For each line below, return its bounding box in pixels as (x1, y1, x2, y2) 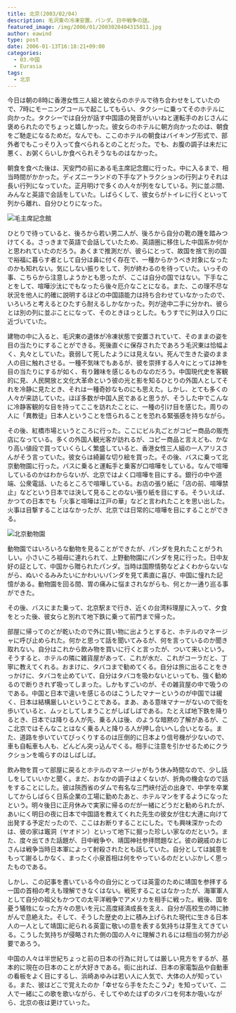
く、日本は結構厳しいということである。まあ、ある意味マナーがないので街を (7, 698, 229, 706)
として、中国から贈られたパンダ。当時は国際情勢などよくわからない (25, 562, 223, 571)
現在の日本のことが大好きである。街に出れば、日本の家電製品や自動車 (25, 963, 229, 971)
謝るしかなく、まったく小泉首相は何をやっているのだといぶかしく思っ (25, 854, 228, 862)
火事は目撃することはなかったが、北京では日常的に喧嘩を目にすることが (7, 505, 216, 515)
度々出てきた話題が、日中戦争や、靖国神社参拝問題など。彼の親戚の (19, 836, 216, 845)
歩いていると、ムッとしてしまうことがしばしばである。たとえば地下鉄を (7, 706, 216, 716)
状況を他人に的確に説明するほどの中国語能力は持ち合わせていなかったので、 (7, 290, 229, 300)
